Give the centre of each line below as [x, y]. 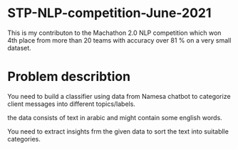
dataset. [20, 48]
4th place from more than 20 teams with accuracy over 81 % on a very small [119, 40]
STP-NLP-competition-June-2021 [109, 13]
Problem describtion [69, 77]
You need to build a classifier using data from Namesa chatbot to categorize [119, 96]
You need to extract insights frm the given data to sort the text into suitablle [118, 131]
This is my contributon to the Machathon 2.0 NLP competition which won [114, 33]
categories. [24, 139]
